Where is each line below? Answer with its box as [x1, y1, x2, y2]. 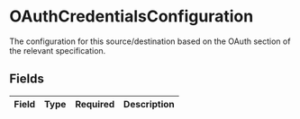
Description [123, 98, 176, 110]
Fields [9, 72, 45, 87]
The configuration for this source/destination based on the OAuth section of [9, 36, 291, 47]
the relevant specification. [9, 45, 106, 55]
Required [75, 98, 115, 110]
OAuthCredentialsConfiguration [9, 6, 254, 27]
